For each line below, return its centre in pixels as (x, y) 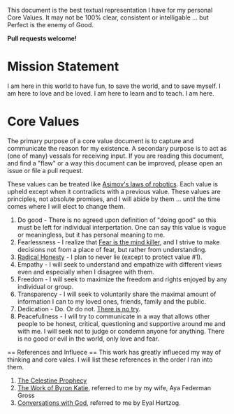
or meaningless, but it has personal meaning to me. (91, 235)
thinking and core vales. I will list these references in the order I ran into (110, 360)
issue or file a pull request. (45, 170)
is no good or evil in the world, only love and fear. (88, 339)
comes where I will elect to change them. (66, 206)
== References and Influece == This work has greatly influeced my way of (114, 352)
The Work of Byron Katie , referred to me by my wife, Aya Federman (114, 387)
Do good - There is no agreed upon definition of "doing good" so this (117, 220)
